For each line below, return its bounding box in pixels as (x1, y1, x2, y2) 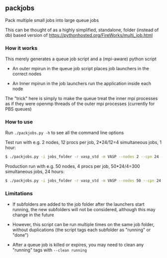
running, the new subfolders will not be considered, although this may (12, 207, 156, 213)
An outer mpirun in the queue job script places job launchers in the (12, 66, 149, 72)
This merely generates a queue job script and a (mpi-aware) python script (5, 56, 157, 62)
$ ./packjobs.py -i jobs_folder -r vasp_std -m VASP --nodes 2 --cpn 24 (5, 154, 159, 159)
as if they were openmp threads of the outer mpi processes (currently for (5, 101, 155, 107)
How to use (5, 119, 33, 126)
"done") (12, 232, 29, 238)
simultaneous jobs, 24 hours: (5, 169, 65, 175)
